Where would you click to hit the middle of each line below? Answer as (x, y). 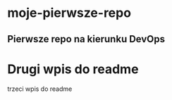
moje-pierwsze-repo (69, 13)
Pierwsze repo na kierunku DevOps (86, 39)
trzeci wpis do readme (40, 89)
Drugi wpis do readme (73, 69)
